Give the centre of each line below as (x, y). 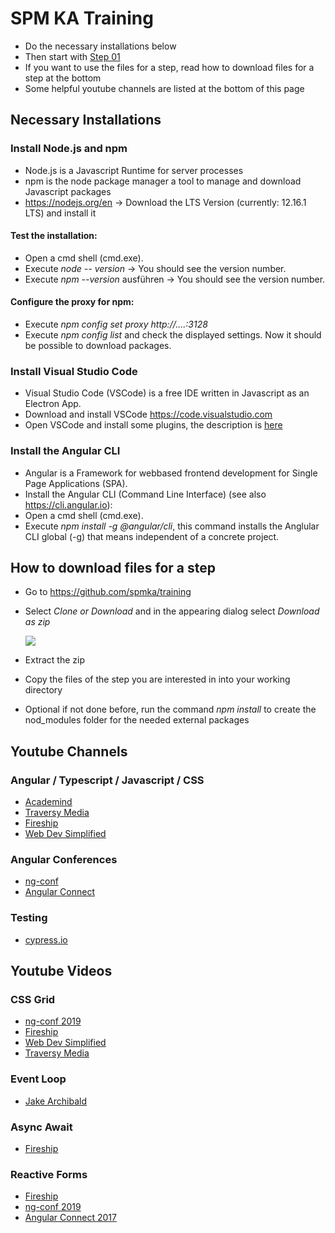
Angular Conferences (64, 860)
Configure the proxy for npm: (72, 302)
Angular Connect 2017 (70, 1218)
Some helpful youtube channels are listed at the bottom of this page (164, 88)
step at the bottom (63, 78)
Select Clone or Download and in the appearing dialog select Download (172, 611)
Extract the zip (55, 660)
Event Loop (38, 1079)
